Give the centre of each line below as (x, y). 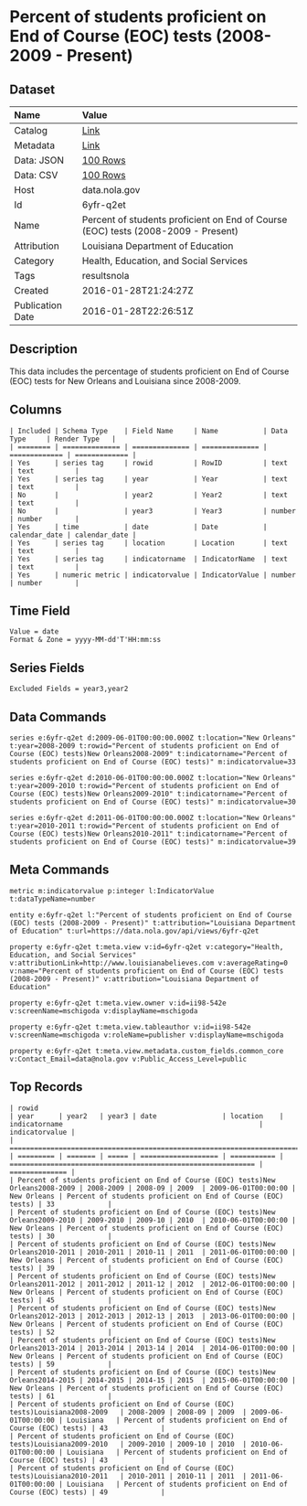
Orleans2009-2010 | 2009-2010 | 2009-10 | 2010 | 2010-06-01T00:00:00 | (153, 1220)
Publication (38, 305)
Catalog (31, 130)
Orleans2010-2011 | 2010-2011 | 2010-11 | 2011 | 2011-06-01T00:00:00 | (153, 1252)
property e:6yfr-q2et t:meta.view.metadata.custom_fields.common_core (147, 1051)
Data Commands (58, 716)
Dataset (32, 89)
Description (43, 349)
